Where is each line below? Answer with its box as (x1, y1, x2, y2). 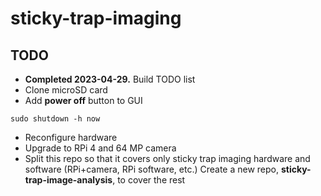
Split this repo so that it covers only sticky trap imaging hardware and (24, 153, 311, 164)
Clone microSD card (24, 84, 108, 96)
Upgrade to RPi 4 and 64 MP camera (24, 142, 177, 154)
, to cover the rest (112, 174, 186, 186)
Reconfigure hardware (24, 132, 118, 143)
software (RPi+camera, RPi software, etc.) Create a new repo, (24, 163, 280, 175)
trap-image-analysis (24, 174, 113, 186)
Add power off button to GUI (24, 95, 143, 106)
